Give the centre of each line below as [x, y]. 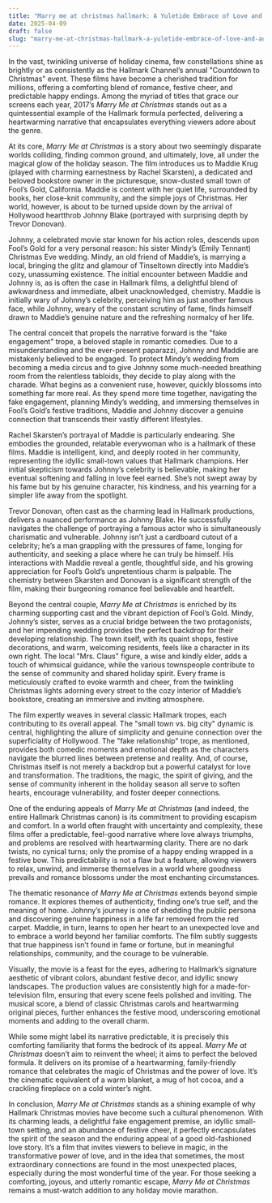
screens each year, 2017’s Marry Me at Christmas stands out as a [118, 105]
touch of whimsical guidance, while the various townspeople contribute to [132, 665]
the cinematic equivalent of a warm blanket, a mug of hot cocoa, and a [126, 1080]
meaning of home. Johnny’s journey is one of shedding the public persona [132, 911]
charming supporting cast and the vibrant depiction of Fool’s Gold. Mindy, [131, 613]
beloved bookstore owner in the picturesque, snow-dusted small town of [130, 181]
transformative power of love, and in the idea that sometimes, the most [126, 1156]
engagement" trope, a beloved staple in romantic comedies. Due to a [123, 342]
